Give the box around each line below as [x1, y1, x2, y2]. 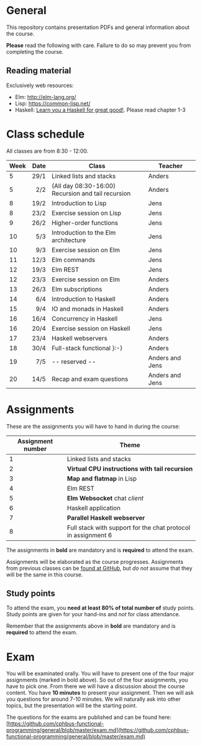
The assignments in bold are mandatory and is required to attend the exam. [6, 546, 194, 553]
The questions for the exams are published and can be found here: [6, 713, 172, 721]
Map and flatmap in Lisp [67, 474, 137, 483]
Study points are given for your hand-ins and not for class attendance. [6, 611, 180, 618]
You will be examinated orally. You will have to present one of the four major [6, 670, 194, 677]
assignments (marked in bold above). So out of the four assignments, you [6, 677, 188, 684]
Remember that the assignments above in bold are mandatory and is [6, 622, 176, 630]
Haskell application [67, 503, 121, 512]
